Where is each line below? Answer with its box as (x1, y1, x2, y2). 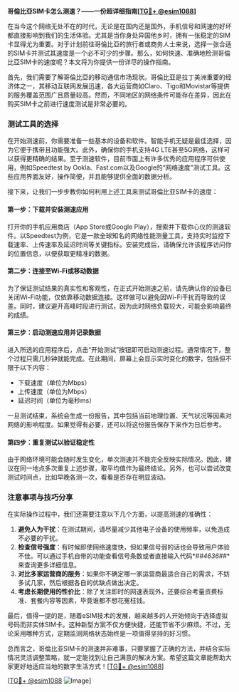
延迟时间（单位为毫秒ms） (17, 396, 96, 405)
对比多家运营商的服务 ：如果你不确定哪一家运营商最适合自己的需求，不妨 (17, 569, 230, 578)
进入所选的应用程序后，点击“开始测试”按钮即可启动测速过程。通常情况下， (7, 345, 225, 353)
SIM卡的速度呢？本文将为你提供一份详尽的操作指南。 (19, 58, 175, 66)
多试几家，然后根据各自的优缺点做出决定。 (17, 579, 143, 587)
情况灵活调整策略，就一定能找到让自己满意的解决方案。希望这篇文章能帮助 (7, 654, 225, 662)
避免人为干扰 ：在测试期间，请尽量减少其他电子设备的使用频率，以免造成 (17, 525, 230, 534)
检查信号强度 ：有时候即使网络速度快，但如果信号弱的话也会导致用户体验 (17, 543, 230, 552)
